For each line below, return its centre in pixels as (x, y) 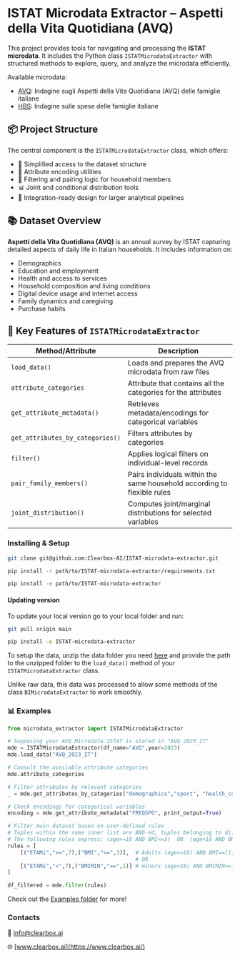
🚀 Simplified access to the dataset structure (82, 164)
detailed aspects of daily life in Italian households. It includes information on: (120, 249)
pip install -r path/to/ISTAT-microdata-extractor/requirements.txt (111, 571)
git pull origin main (40, 629)
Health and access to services (62, 278)
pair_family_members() (49, 484)
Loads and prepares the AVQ (176, 363)
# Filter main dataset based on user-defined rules (86, 826)
